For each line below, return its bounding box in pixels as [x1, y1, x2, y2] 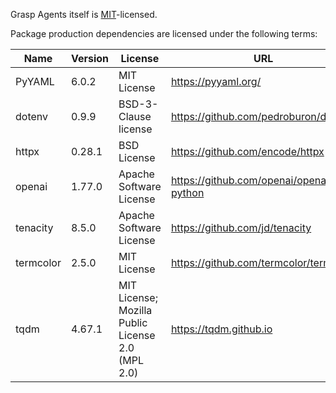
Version [70, 52, 110, 65]
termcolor [15, 256, 62, 269]
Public [118, 316, 148, 329]
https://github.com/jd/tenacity [170, 221, 312, 234]
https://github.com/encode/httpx [170, 145, 325, 158]
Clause [118, 110, 152, 123]
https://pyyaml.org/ [170, 75, 262, 88]
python [170, 186, 205, 199]
